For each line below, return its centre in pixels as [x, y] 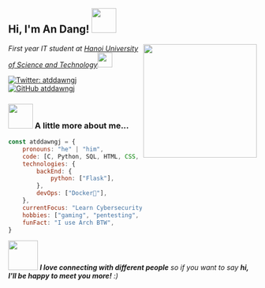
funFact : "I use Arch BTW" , [68, 223]
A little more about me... [82, 125]
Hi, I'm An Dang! [49, 30]
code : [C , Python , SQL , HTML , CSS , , [104, 156]
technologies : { [49, 164]
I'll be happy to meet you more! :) [63, 276]
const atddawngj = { [42, 142]
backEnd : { [54, 171]
